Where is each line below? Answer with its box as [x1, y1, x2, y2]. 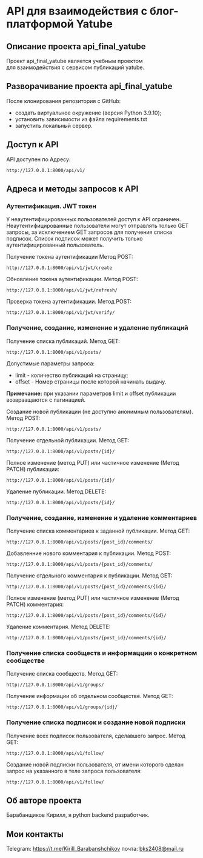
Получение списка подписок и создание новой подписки [6, 718, 186, 727]
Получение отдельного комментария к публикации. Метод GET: [6, 571, 173, 579]
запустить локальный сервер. [15, 122, 93, 129]
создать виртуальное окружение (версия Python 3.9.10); [15, 109, 162, 116]
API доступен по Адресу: [6, 156, 71, 163]
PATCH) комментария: [6, 600, 64, 608]
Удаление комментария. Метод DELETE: [6, 623, 111, 630]
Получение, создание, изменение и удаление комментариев [6, 513, 198, 522]
